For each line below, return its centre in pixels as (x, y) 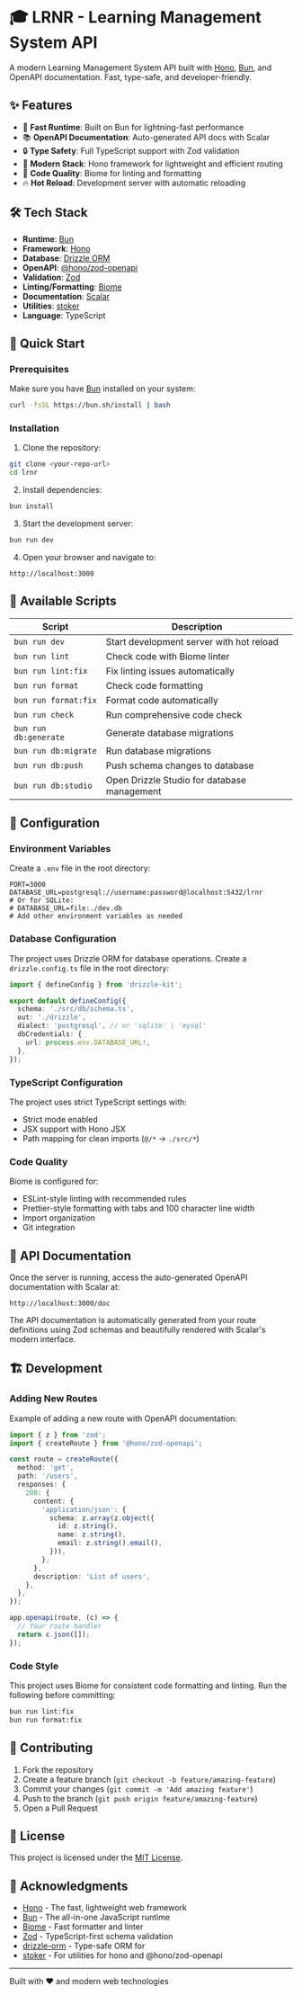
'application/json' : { (84, 1509)
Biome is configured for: (54, 1181)
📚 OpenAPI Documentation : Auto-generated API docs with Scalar (146, 137)
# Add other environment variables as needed (96, 917)
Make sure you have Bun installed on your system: (102, 389)
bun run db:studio (53, 785)
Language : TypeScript (64, 315)
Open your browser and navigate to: (89, 557)
